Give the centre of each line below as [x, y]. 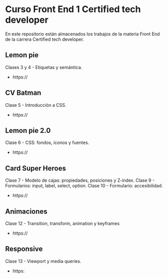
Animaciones [26, 211]
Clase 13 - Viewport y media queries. [43, 261]
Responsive [24, 249]
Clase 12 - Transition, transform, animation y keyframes [62, 223]
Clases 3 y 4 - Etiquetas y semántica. [44, 67]
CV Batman [23, 93]
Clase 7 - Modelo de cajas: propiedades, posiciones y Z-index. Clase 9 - [80, 180]
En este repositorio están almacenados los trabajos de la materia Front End [82, 34]
